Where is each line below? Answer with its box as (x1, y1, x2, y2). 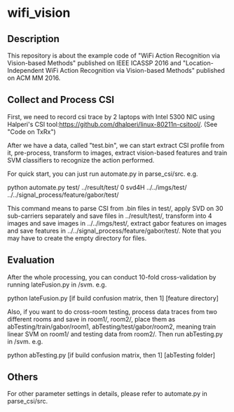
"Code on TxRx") (7, 128, 56, 136)
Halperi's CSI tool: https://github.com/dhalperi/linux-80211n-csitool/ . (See (7, 120, 218, 128)
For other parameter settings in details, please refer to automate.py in (7, 390, 208, 398)
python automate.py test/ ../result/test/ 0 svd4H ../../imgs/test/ (7, 183, 187, 191)
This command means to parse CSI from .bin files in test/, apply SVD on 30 (7, 204, 223, 212)
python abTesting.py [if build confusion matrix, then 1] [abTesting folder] (7, 350, 216, 359)
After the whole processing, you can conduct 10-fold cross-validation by (7, 273, 216, 281)
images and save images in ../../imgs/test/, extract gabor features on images (7, 219, 227, 227)
